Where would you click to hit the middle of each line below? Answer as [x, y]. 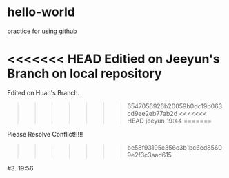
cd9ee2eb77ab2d [152, 113]
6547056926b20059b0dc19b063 [175, 106]
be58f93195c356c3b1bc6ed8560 [175, 147]
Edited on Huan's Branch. [43, 92]
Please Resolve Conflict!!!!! [45, 134]
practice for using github [42, 31]
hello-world [41, 12]
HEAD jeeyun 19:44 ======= [170, 121]
